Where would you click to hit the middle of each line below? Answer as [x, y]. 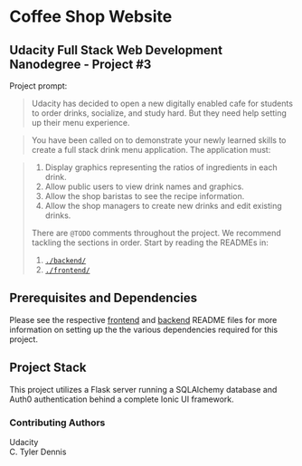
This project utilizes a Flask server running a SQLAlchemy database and [143, 389]
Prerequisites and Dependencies [104, 298]
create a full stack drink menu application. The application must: [151, 150]
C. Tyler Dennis [38, 452]
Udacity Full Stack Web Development [116, 50]
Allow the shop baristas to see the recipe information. [145, 196]
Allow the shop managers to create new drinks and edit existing [163, 206]
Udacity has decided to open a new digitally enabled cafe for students [162, 103]
